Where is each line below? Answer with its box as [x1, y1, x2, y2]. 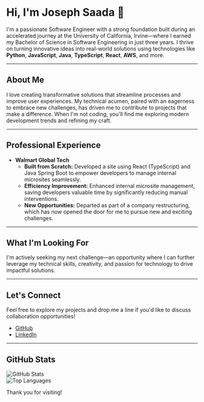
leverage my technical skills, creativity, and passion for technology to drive [6, 260, 193, 268]
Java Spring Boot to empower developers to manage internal [24, 169, 177, 176]
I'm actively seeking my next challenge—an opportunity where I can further [6, 254, 195, 261]
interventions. [24, 195, 59, 203]
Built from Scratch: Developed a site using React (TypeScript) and [24, 162, 191, 170]
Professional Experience [6, 140, 101, 151]
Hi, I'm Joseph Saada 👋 [6, 5, 124, 19]
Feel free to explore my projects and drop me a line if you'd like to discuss [6, 307, 191, 314]
